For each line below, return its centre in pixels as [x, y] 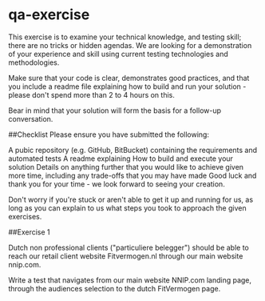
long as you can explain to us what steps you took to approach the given [127, 208]
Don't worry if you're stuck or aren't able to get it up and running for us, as [131, 199]
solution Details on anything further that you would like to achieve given [126, 167]
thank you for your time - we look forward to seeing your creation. [117, 184]
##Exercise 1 [29, 232]
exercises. [25, 216]
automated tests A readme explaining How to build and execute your [121, 159]
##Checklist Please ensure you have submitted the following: [109, 134]
